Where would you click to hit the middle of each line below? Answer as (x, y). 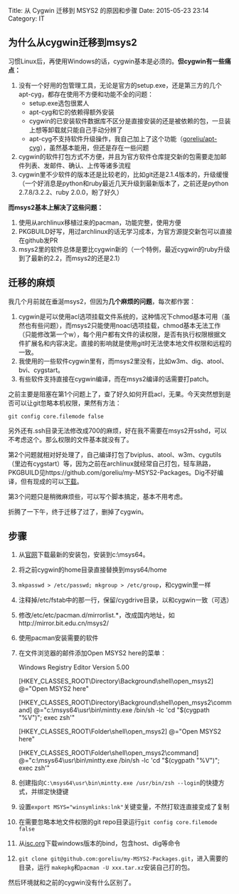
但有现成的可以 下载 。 (52, 481)
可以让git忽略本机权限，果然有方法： (68, 403)
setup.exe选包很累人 (59, 103)
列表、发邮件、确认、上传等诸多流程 (78, 165)
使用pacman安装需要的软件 (58, 638)
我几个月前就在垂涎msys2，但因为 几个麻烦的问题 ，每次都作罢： (102, 301)
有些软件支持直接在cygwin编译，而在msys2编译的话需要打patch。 (115, 379)
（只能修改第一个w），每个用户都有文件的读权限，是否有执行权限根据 (119, 334)
